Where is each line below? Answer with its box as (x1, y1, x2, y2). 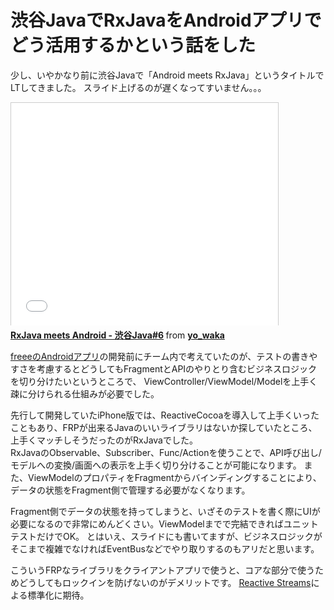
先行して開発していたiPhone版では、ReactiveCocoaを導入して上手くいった (10, 409, 320, 421)
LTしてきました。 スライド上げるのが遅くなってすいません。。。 (10, 81, 267, 93)
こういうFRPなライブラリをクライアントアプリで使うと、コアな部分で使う (10, 564, 316, 576)
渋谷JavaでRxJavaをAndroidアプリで (10, 9, 322, 32)
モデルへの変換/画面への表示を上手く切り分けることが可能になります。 (10, 459, 302, 471)
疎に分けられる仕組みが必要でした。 (10, 387, 160, 400)
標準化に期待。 (27, 589, 90, 601)
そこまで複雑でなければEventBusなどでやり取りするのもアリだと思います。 (10, 542, 320, 555)
